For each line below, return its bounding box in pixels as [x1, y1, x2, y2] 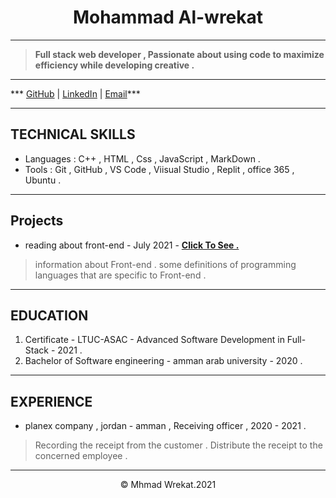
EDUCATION [10, 307, 89, 324]
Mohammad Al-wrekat [72, 6, 264, 29]
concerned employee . [34, 450, 128, 462]
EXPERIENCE [10, 393, 93, 410]
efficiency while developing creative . [34, 59, 195, 71]
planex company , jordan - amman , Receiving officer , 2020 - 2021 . [24, 420, 307, 432]
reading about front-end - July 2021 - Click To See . [24, 239, 240, 251]
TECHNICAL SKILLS [10, 126, 136, 143]
